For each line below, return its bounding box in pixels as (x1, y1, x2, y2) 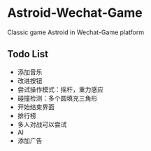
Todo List (7, 48, 49, 60)
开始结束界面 (17, 103, 55, 111)
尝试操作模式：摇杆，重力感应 (17, 85, 103, 94)
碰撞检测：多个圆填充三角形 (17, 94, 98, 102)
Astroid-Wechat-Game (7, 5, 143, 21)
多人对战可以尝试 (17, 120, 67, 129)
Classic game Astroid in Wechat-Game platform (7, 28, 145, 36)
